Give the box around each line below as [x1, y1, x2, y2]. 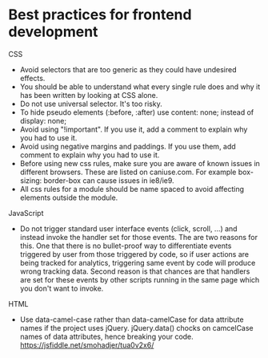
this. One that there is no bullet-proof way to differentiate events [19, 241, 232, 250]
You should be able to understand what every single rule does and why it [19, 82, 261, 92]
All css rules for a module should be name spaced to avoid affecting [19, 184, 245, 193]
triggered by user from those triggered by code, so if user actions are [19, 249, 250, 258]
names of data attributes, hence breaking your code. [19, 332, 194, 341]
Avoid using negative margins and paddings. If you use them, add [19, 141, 236, 151]
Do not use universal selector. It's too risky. [19, 99, 162, 108]
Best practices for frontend [8, 6, 192, 24]
